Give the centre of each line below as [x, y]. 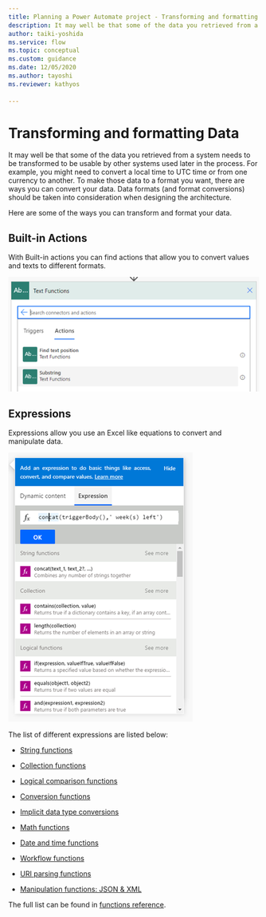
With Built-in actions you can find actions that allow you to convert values [129, 257]
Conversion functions [55, 796]
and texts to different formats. [57, 266]
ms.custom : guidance [43, 59]
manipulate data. [36, 441]
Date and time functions [59, 843]
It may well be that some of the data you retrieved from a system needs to [129, 155]
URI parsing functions [55, 874]
